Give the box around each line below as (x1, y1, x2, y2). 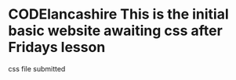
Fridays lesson (8, 39, 106, 56)
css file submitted (8, 64, 66, 73)
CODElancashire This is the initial (8, 5, 229, 23)
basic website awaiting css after (8, 22, 223, 40)
